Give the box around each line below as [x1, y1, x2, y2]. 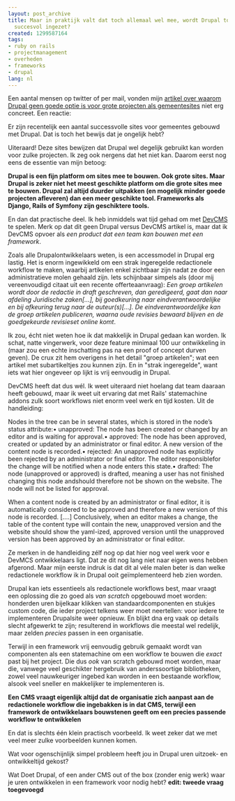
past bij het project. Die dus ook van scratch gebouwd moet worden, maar [8, 657, 222, 666]
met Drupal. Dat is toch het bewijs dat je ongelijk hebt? [8, 130, 165, 138]
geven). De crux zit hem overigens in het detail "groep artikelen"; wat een [8, 353, 219, 362]
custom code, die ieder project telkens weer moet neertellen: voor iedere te [8, 607, 225, 615]
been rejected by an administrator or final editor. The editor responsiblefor [8, 455, 221, 463]
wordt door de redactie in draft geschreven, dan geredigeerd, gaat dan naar [8, 288, 228, 297]
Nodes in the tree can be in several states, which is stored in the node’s [8, 418, 213, 426]
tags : [8, 36, 24, 43]
